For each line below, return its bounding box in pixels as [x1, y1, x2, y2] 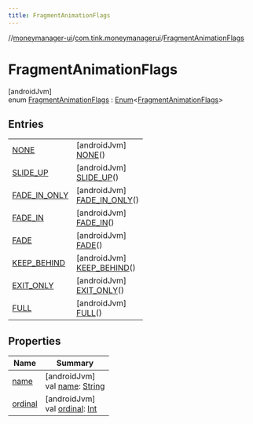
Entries [8, 117, 45, 130]
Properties [8, 334, 61, 348]
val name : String [45, 381, 105, 392]
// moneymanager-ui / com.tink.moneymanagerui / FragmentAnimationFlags [8, 33, 245, 42]
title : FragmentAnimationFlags [8, 11, 111, 20]
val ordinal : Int [45, 404, 97, 415]
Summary [56, 358, 94, 369]
